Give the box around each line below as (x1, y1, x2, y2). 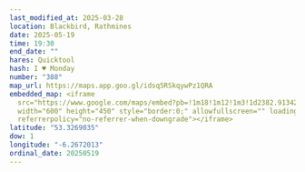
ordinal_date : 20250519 (9, 148, 100, 157)
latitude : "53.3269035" (9, 124, 100, 133)
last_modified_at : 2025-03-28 (9, 13, 124, 23)
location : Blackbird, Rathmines (9, 22, 132, 31)
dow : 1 (9, 132, 34, 141)
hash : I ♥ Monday (9, 65, 75, 74)
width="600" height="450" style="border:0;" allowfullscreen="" (17, 106, 266, 116)
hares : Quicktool (9, 56, 75, 65)
